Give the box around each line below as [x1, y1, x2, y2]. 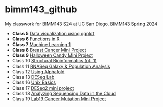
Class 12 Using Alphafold [12, 68, 65, 75]
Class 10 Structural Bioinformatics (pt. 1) [12, 57, 97, 63]
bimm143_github [5, 4, 77, 15]
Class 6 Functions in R [12, 36, 60, 42]
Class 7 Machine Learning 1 [12, 41, 71, 47]
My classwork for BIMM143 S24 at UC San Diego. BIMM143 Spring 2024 [5, 20, 158, 27]
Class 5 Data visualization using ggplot [12, 30, 95, 36]
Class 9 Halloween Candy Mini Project [12, 52, 93, 58]
